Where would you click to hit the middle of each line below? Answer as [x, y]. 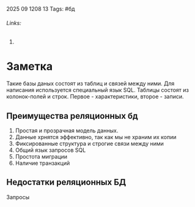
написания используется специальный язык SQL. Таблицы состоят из [98, 90]
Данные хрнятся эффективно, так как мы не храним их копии [96, 137]
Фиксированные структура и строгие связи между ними [89, 143]
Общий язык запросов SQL [50, 150]
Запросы [18, 197]
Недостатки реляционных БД [66, 182]
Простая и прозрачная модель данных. [67, 130]
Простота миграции [41, 156]
